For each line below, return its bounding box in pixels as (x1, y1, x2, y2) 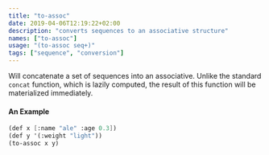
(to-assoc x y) (8, 139, 60, 147)
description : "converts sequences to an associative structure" (8, 27, 229, 35)
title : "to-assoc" (8, 11, 70, 20)
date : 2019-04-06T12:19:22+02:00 (8, 19, 121, 27)
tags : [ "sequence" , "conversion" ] (8, 49, 125, 57)
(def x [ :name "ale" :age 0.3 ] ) (8, 124, 117, 133)
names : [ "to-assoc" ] (8, 34, 78, 43)
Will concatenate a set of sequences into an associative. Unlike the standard (8, 71, 262, 80)
